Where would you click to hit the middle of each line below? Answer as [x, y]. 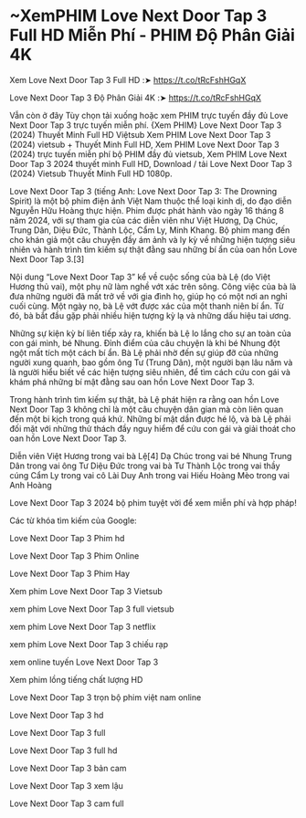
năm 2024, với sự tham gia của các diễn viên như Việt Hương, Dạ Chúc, [144, 220]
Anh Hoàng [31, 485]
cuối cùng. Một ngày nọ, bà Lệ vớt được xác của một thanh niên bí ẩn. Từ [147, 306]
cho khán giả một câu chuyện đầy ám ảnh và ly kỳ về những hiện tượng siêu [153, 239]
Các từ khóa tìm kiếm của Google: [73, 520]
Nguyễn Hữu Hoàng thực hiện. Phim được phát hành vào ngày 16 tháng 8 [147, 210]
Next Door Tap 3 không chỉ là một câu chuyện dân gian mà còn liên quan [147, 409]
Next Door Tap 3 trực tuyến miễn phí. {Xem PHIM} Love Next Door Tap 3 [146, 125]
